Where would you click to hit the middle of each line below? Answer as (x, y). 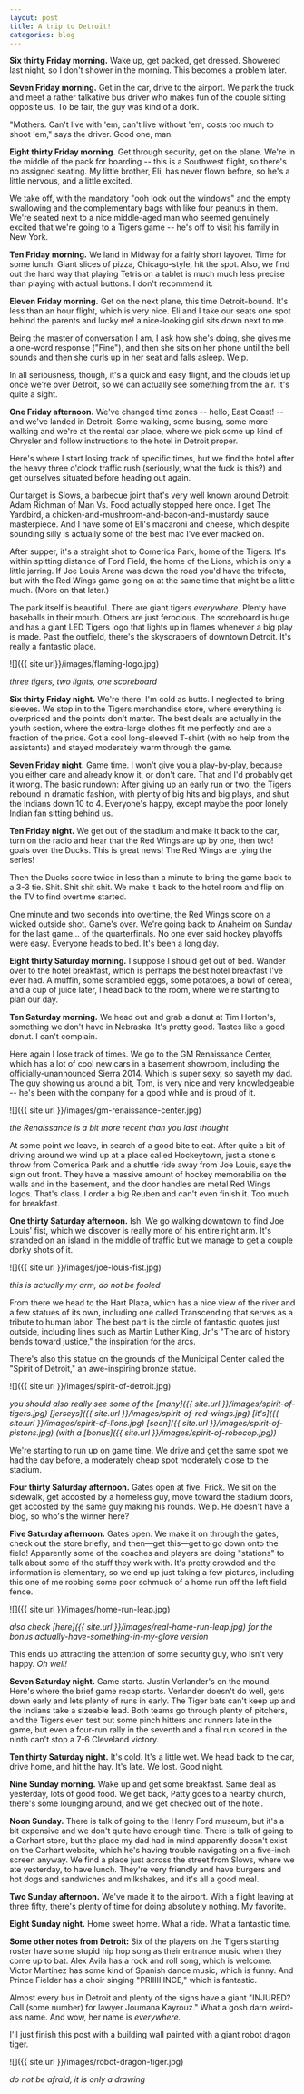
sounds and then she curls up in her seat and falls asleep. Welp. (129, 357)
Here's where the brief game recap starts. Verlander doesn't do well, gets (147, 1692)
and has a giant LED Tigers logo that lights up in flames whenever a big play (151, 627)
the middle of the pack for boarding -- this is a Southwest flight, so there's (148, 162)
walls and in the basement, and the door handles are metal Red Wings (140, 1184)
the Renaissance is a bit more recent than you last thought (119, 1128)
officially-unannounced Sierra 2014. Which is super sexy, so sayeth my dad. (151, 1074)
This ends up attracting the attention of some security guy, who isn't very (147, 1654)
